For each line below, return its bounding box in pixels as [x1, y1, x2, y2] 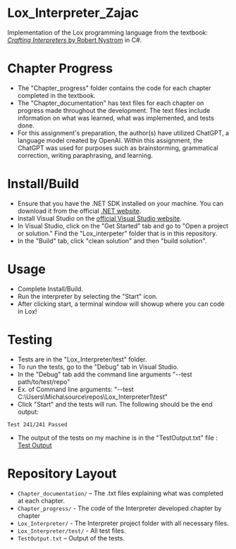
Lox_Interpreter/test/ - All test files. [17, 526, 126, 535]
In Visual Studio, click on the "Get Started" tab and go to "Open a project [17, 221, 229, 230]
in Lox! [17, 307, 37, 315]
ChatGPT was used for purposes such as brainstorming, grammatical [17, 143, 218, 152]
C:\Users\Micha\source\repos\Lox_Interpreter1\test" [17, 393, 168, 401]
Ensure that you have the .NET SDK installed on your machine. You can [17, 199, 224, 207]
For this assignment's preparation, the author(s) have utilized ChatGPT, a [17, 128, 230, 137]
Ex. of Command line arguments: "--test [17, 385, 134, 393]
